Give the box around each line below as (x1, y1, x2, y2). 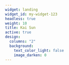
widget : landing (5, 7, 38, 12)
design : (5, 35, 21, 40)
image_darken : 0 (14, 52, 47, 58)
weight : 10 (5, 21, 27, 26)
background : (9, 43, 34, 48)
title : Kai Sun (5, 25, 36, 30)
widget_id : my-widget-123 (5, 12, 57, 17)
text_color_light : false (14, 48, 64, 53)
